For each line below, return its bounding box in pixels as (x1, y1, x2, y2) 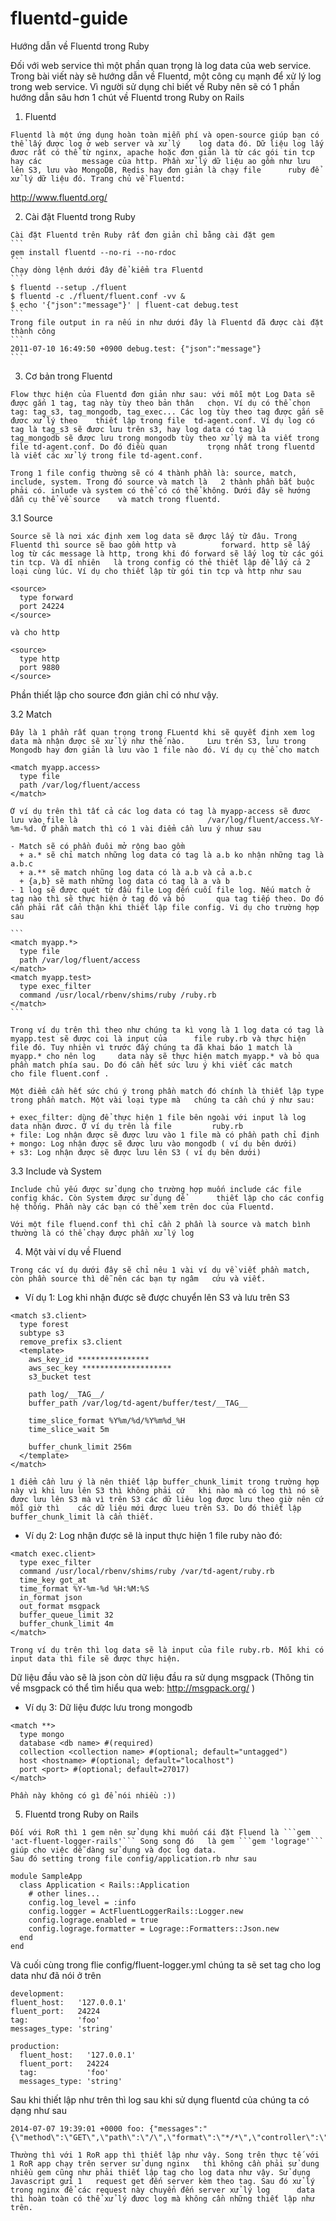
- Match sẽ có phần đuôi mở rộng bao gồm (10, 841, 186, 851)
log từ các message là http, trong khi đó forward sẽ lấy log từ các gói (10, 548, 325, 559)
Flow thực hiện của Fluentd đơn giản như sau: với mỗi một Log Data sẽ (10, 389, 315, 399)
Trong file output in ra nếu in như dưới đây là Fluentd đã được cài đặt (10, 317, 325, 327)
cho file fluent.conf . (10, 1068, 110, 1079)
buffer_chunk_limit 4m (19, 1618, 114, 1629)
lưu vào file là (10, 815, 78, 825)
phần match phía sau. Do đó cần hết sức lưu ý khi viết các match (10, 1060, 293, 1070)
